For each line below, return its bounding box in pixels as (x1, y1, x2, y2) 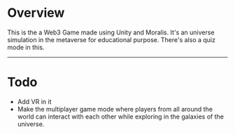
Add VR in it (17, 97, 52, 106)
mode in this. (7, 43, 45, 51)
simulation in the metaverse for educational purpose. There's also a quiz (7, 35, 215, 43)
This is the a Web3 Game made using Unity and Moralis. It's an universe (7, 28, 215, 36)
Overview (7, 5, 65, 21)
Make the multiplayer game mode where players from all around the (17, 105, 213, 113)
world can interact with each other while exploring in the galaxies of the (17, 112, 224, 121)
